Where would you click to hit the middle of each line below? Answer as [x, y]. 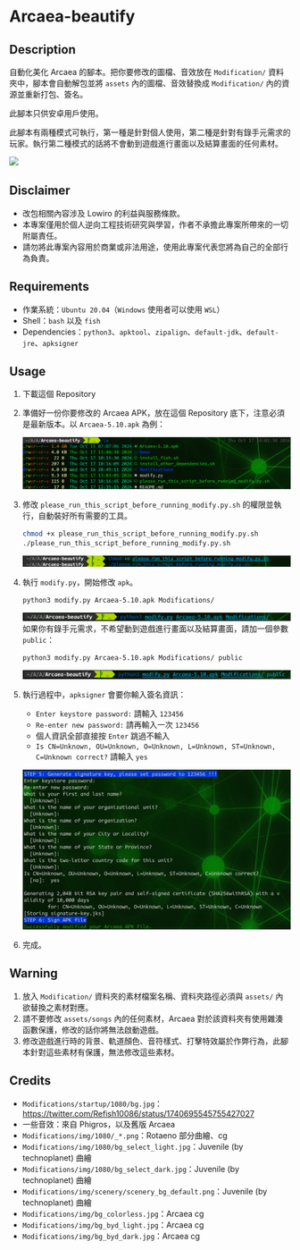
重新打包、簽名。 [56, 94]
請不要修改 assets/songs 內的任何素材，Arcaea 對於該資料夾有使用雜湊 [153, 1018]
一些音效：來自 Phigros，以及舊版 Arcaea [99, 1124]
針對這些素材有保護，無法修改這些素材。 [104, 1052]
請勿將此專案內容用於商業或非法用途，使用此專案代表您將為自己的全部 [151, 247]
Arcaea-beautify [72, 17]
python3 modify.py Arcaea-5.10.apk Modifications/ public [132, 658]
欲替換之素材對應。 [58, 1007]
